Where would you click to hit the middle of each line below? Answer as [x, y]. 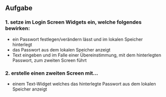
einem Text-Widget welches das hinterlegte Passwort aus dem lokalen [84, 84]
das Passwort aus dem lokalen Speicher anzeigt [61, 49]
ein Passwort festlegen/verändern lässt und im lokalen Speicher [77, 39]
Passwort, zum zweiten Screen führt [49, 60]
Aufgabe [19, 8]
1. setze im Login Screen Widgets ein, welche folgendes [74, 22]
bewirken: [18, 28]
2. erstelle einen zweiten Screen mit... [52, 73]
